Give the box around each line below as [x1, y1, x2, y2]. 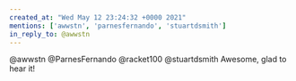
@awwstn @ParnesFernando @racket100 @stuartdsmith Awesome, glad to [9, 54, 287, 65]
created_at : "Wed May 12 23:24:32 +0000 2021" [9, 12, 187, 22]
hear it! [9, 63, 36, 74]
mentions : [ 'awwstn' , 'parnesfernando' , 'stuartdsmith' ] [9, 21, 227, 30]
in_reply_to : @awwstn [9, 29, 91, 38]
